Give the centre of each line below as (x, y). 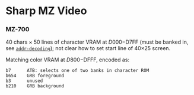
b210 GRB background (35, 86)
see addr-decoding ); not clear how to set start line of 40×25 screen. (88, 48)
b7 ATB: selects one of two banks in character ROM (77, 71)
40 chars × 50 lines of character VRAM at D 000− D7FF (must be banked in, (97, 42)
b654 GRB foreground (35, 76)
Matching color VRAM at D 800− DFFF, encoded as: (68, 60)
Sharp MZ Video (46, 11)
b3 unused (24, 81)
